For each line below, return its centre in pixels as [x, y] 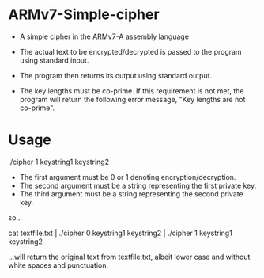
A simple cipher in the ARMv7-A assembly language [104, 36]
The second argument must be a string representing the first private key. [138, 185]
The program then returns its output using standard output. [116, 75]
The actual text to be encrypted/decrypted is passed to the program [131, 51]
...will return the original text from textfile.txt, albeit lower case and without [129, 257]
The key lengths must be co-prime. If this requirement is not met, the [132, 91]
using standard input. [54, 60]
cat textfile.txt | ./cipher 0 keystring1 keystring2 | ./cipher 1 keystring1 [121, 233]
